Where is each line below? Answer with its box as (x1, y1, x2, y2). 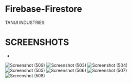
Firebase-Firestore (5, 3, 82, 15)
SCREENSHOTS (5, 37, 69, 48)
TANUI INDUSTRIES (5, 20, 45, 25)
